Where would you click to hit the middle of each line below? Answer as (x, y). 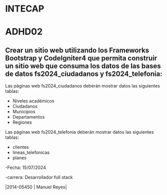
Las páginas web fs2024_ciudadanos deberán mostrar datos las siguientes (83, 86)
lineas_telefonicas (31, 153)
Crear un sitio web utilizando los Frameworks (77, 50)
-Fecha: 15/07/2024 (26, 168)
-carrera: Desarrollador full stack (39, 177)
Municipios (24, 112)
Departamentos (29, 117)
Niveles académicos (33, 101)
